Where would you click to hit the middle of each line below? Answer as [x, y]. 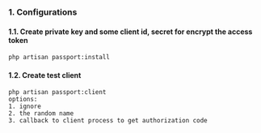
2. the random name [41, 114]
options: [23, 100]
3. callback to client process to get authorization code [108, 121]
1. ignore [25, 107]
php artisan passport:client [57, 92]
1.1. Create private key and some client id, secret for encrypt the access [130, 32]
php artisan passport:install [59, 58]
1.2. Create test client [45, 75]
